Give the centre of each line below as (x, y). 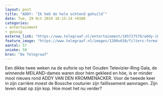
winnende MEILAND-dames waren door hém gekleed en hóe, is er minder (79, 73)
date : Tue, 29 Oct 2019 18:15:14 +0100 (45, 18)
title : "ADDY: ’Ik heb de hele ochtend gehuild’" (56, 14)
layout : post (18, 9)
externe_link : (19, 37)
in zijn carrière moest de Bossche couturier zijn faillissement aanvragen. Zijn (81, 83)
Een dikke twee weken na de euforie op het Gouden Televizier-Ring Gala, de (81, 68)
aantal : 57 (16, 45)
